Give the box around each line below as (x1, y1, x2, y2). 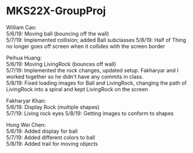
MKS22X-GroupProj (6, 4, 106, 18)
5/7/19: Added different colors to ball (6, 133, 96, 141)
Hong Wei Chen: (6, 121, 46, 128)
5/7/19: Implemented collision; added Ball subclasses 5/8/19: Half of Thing (6, 36, 187, 43)
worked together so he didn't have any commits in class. (6, 73, 143, 80)
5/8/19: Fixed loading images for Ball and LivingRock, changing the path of (6, 79, 187, 87)
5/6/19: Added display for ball (6, 128, 78, 135)
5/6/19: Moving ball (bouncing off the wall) (6, 30, 109, 37)
